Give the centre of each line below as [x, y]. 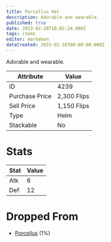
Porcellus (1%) [32, 233]
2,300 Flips [73, 96]
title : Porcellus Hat [33, 12]
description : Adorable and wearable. [53, 17]
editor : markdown [28, 39]
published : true [26, 23]
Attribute [30, 76]
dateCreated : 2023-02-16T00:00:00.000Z [56, 45]
